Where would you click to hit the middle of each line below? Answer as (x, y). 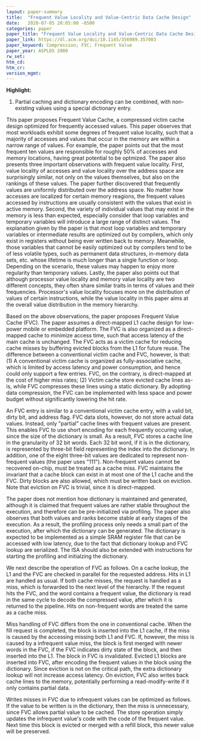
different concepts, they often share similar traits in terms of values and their (100, 286)
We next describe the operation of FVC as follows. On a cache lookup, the (98, 568)
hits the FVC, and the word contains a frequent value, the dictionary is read (99, 593)
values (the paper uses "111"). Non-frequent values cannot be (105, 462)
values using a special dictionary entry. (84, 108)
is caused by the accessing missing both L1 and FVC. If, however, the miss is (100, 637)
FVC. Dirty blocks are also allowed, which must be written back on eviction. (99, 481)
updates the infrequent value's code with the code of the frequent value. (96, 719)
